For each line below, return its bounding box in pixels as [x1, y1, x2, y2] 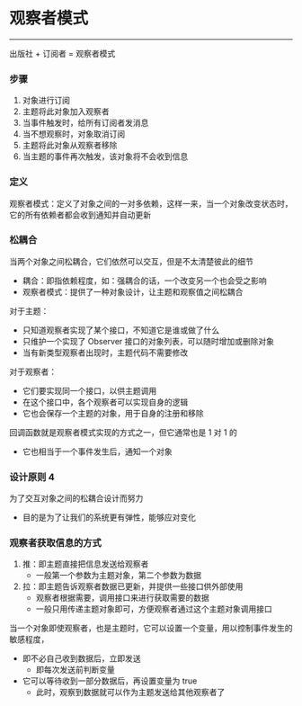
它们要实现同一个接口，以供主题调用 [22, 385, 157, 396]
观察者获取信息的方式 [9, 537, 102, 550]
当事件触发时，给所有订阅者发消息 [22, 118, 149, 129]
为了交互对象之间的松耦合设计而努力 [9, 493, 144, 504]
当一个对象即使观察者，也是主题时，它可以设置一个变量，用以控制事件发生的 [9, 622, 293, 634]
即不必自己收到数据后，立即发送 [22, 653, 141, 664]
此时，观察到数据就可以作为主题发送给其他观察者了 [35, 687, 226, 698]
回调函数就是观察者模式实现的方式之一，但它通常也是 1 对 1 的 [9, 426, 238, 437]
